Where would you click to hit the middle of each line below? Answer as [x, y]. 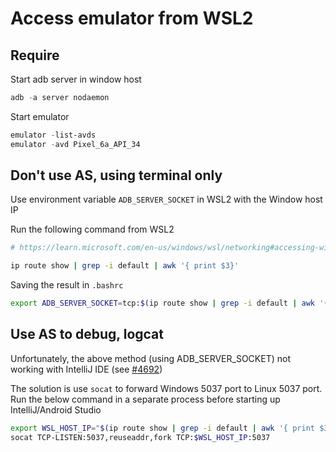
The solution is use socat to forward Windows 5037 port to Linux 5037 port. [166, 388]
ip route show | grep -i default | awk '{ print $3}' [125, 266]
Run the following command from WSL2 [92, 229]
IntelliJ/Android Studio [56, 409]
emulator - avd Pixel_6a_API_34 [75, 144]
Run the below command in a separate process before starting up [145, 399]
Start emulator [40, 116]
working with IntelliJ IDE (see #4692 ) [86, 369]
